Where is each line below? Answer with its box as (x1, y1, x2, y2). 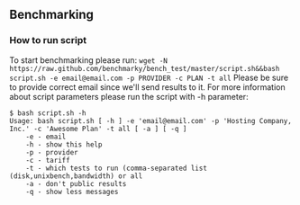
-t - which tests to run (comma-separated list (25, 164, 207, 173)
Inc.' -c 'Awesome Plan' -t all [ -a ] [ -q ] (9, 124, 187, 133)
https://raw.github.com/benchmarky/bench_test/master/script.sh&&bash (9, 64, 280, 73)
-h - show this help (25, 139, 103, 149)
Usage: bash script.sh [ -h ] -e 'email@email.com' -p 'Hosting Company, (9, 116, 293, 125)
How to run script (9, 34, 87, 47)
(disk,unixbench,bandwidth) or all (9, 171, 143, 181)
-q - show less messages (25, 187, 119, 196)
